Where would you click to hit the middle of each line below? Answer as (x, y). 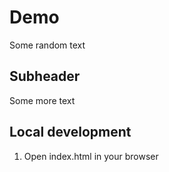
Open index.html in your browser (91, 156)
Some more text (42, 100)
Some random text (47, 45)
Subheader (45, 76)
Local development (70, 132)
